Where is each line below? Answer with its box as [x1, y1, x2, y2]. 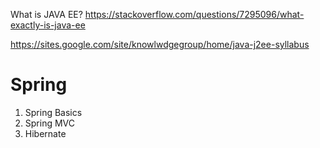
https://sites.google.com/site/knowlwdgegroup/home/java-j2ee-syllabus [10, 39, 310, 50]
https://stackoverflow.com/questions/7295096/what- [84, 9, 305, 20]
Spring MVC [24, 117, 76, 129]
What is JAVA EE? [10, 9, 83, 20]
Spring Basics [24, 106, 83, 118]
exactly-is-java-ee [10, 19, 86, 31]
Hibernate [24, 127, 67, 139]
